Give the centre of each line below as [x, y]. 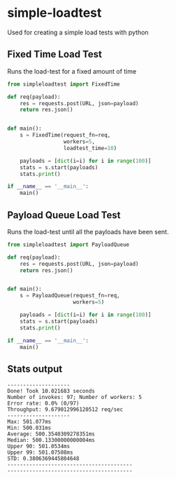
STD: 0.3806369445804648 [43, 459]
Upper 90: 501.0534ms [39, 447]
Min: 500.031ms [29, 428]
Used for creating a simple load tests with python [78, 32]
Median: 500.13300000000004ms [51, 440]
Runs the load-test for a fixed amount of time [72, 71]
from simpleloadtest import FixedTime [64, 84]
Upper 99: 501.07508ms [40, 453]
